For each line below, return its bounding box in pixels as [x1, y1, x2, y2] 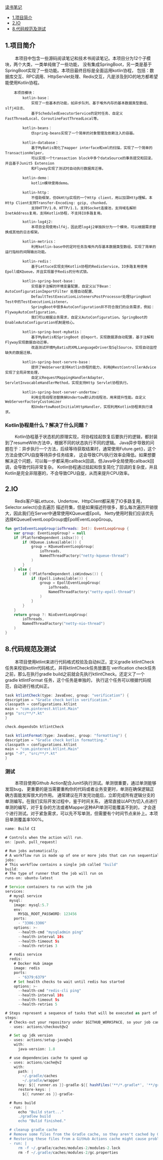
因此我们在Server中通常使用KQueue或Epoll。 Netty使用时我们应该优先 [13, 510, 154, 516]
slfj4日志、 [5, 106, 27, 111]
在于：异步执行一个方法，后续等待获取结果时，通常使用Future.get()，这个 [9, 446, 156, 452]
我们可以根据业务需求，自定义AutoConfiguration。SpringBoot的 [31, 315, 148, 320]
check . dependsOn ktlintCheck [5, 724, 64, 729]
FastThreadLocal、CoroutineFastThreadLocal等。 [5, 116, 101, 121]
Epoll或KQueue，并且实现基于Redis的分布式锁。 [5, 269, 91, 274]
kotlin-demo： [22, 175, 50, 180]
